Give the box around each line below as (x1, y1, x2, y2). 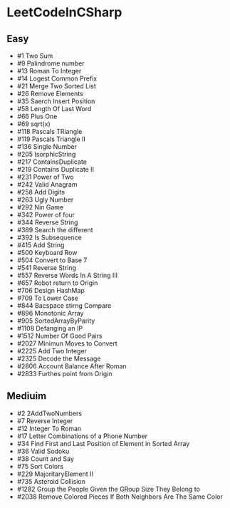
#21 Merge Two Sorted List (16, 82, 97, 90)
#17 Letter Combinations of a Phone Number (16, 432, 148, 440)
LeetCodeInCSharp (6, 4, 122, 21)
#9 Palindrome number (16, 59, 85, 68)
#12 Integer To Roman (16, 424, 82, 432)
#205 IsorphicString (16, 150, 76, 158)
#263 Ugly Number (16, 195, 74, 204)
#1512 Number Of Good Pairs (16, 332, 103, 340)
